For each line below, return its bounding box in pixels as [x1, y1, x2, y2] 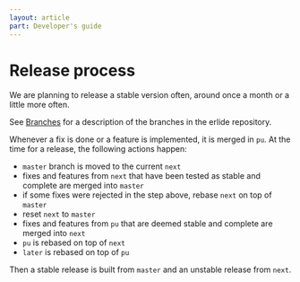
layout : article [9, 13, 70, 22]
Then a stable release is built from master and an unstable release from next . [9, 264, 292, 275]
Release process [9, 60, 136, 81]
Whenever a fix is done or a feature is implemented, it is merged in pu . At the [9, 134, 291, 145]
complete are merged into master [21, 181, 145, 191]
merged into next [21, 228, 86, 239]
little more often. [9, 100, 70, 110]
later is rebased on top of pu [21, 247, 130, 258]
